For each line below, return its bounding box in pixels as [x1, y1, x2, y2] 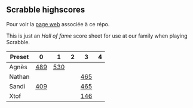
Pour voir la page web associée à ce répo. [6, 20, 110, 27]
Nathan [9, 72, 30, 81]
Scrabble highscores [6, 5, 85, 15]
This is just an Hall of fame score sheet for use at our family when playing [6, 32, 188, 39]
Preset [10, 53, 29, 61]
